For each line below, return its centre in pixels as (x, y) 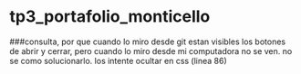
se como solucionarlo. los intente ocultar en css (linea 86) (119, 60)
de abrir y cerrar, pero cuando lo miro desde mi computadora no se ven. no (151, 51)
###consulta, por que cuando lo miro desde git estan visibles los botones (147, 42)
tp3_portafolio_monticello (110, 17)
